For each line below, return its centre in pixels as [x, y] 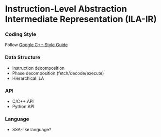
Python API [23, 107]
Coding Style [21, 34]
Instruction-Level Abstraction [66, 9]
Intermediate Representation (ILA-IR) [81, 19]
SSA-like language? [32, 130]
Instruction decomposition [38, 68]
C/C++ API [23, 101]
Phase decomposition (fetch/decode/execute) [58, 73]
